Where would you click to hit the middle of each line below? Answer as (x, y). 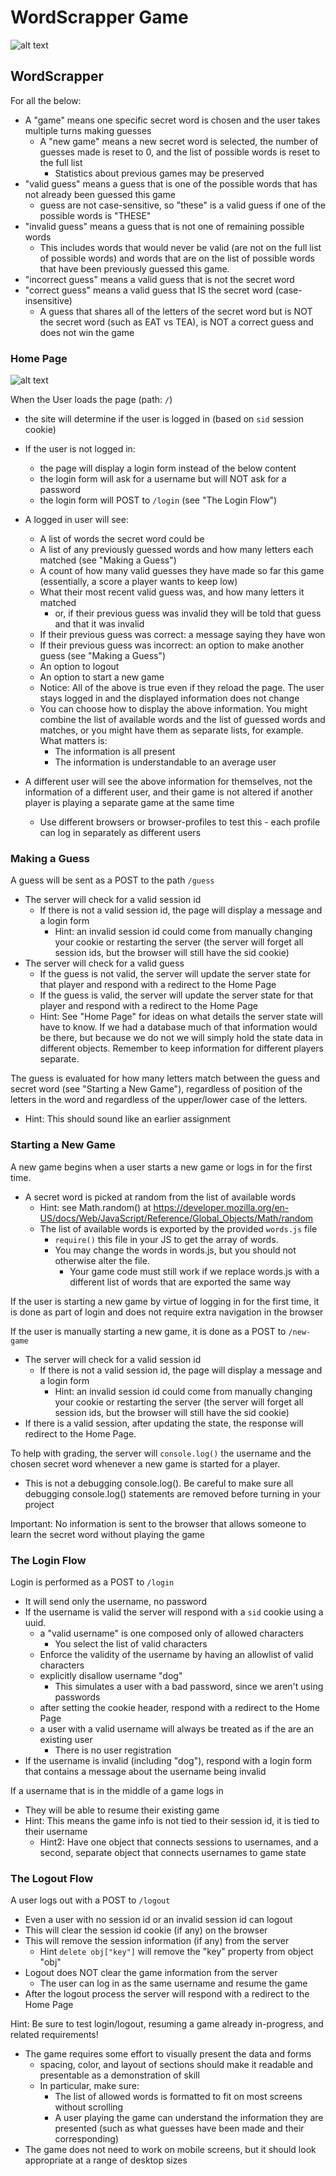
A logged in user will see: (76, 520)
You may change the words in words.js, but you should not (175, 1250)
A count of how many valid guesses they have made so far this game (182, 571)
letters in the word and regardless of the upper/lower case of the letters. (159, 1100)
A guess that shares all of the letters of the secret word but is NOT (176, 311)
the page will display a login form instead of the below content (168, 468)
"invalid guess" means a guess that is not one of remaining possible (164, 226)
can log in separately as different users (120, 833)
